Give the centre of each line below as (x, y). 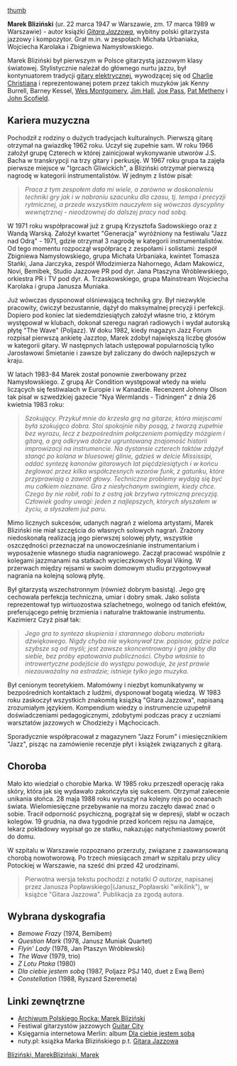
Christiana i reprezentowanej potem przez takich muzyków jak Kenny (108, 83)
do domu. (21, 836)
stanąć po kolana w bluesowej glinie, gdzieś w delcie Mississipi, (118, 456)
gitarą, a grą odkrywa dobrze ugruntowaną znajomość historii (116, 441)
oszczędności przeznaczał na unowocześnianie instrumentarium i (104, 545)
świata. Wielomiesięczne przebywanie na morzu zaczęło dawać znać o (111, 806)
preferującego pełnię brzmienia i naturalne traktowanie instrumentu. (106, 612)
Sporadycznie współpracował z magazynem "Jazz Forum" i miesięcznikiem (117, 736)
